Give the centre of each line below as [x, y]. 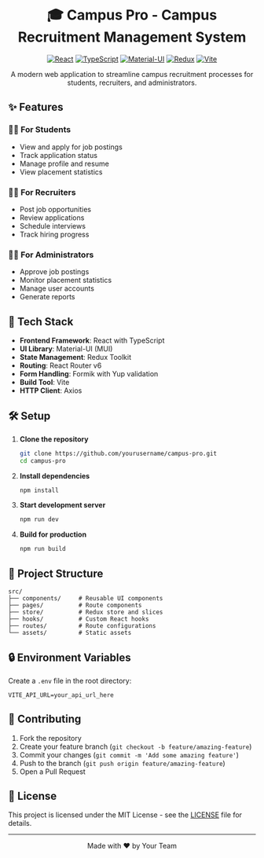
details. [20, 823]
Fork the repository [51, 738]
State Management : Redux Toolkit [75, 357]
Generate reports [48, 297]
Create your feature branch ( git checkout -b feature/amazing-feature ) [136, 746]
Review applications [52, 218]
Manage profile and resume [64, 163]
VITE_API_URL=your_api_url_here [61, 695]
